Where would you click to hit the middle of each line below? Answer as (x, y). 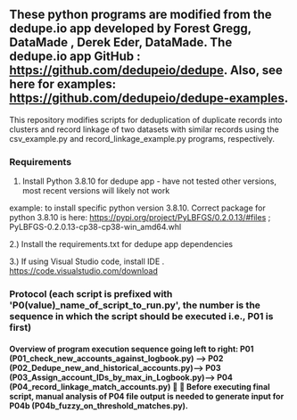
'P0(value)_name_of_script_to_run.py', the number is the (135, 305)
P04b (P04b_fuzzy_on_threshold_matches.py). (99, 406)
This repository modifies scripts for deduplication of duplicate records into (146, 119)
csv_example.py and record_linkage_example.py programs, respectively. (142, 138)
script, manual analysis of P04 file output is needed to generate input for (147, 396)
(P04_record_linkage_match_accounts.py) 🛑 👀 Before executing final (140, 386)
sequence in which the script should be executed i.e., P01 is (141, 317)
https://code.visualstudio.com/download (83, 271)
